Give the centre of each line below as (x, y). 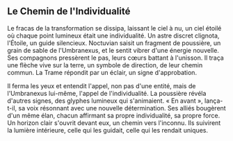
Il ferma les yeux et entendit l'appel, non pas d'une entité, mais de (102, 85)
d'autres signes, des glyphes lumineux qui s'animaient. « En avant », (105, 101)
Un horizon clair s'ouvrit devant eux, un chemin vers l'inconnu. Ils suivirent (114, 123)
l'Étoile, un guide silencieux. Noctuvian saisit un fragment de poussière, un (114, 43)
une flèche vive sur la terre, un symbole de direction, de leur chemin (105, 65)
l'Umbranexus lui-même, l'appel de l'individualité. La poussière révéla (107, 93)
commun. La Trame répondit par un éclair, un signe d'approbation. (102, 72)
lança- (214, 101)
